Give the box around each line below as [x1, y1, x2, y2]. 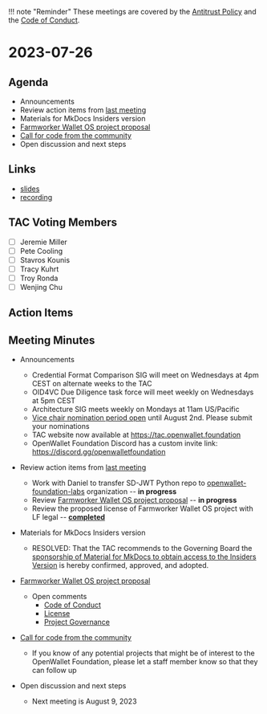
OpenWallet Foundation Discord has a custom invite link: [31, 439, 218, 448]
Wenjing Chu [19, 282, 63, 292]
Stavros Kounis [19, 255, 71, 264]
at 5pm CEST [31, 396, 76, 406]
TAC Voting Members [8, 216, 118, 230]
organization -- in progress [86, 487, 177, 496]
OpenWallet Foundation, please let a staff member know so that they [31, 657, 258, 667]
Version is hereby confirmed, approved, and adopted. [31, 561, 209, 570]
